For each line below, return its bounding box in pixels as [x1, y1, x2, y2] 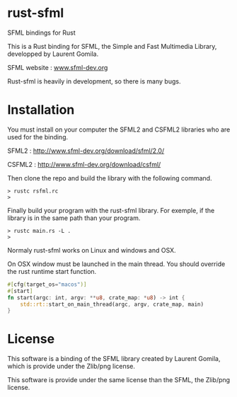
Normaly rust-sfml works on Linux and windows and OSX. [7, 246, 176, 254]
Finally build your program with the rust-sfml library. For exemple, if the [7, 206, 215, 214]
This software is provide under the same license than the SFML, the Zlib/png [7, 376, 231, 384]
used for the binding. [7, 132, 69, 141]
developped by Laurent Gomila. [7, 50, 99, 58]
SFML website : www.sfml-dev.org [7, 63, 108, 71]
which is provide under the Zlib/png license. [7, 362, 136, 371]
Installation [7, 102, 75, 118]
